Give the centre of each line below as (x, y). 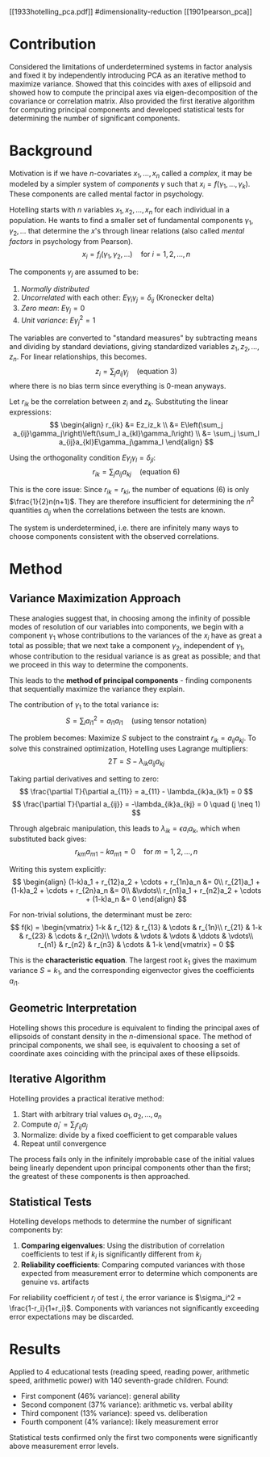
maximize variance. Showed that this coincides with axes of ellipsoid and (130, 83)
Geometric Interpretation (73, 1008)
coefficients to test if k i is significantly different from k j (111, 1255)
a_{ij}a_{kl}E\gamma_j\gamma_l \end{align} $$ (136, 442)
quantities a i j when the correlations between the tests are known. (117, 511)
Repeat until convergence (64, 1143)
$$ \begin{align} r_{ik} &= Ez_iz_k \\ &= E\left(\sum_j (136, 424)
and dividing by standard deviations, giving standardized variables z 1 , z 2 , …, (135, 347)
